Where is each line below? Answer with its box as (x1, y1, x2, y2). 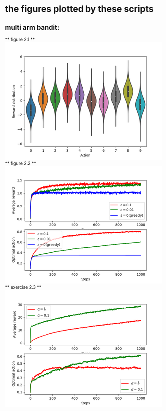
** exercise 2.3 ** (5, 284, 42, 290)
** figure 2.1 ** (5, 36, 35, 42)
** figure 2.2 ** (5, 160, 36, 166)
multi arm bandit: (5, 23, 60, 32)
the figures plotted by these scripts (5, 3, 154, 15)
